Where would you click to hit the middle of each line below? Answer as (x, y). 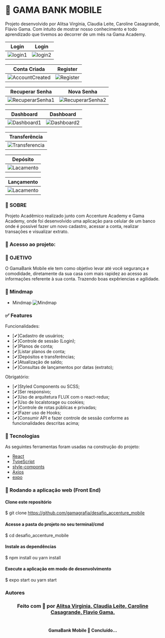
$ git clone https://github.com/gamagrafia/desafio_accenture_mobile (75, 513)
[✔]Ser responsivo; (32, 392)
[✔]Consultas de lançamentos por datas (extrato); (63, 367)
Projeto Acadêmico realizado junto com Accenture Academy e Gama (75, 216)
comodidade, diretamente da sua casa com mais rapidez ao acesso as (77, 273)
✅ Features (19, 315)
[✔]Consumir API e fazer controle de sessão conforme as (70, 418)
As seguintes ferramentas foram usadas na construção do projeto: (72, 447)
